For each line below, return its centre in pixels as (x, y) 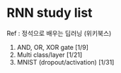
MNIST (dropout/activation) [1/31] (65, 62)
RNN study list (50, 13)
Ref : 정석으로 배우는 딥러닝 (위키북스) (59, 33)
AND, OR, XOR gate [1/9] (53, 47)
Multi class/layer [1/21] (50, 55)
